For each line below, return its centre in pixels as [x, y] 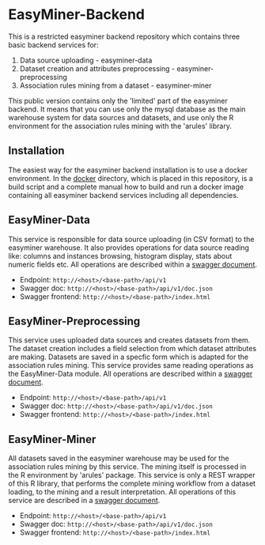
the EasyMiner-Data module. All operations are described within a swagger [131, 374]
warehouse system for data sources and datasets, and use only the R [121, 117]
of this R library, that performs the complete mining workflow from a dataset [132, 483]
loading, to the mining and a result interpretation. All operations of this [122, 492]
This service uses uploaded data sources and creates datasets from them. [129, 340]
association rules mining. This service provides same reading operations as [131, 365]
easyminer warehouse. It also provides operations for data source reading [129, 248]
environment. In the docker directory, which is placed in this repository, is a [131, 178]
